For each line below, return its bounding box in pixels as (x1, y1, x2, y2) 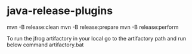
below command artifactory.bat (7, 41, 84, 48)
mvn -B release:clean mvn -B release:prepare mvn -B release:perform (7, 23, 179, 31)
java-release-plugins (7, 4, 113, 18)
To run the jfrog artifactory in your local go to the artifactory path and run (7, 35, 187, 42)
